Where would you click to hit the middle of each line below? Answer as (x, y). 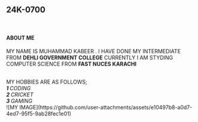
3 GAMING (19, 101)
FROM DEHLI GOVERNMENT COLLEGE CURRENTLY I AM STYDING (90, 58)
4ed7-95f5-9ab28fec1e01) (39, 114)
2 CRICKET (20, 94)
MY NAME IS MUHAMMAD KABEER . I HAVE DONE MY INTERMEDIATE (94, 51)
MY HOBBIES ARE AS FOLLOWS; (47, 82)
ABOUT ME (20, 38)
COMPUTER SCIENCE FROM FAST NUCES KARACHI (71, 64)
